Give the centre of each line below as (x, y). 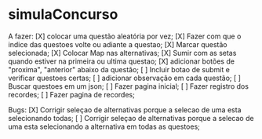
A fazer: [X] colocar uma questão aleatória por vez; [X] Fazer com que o (125, 36)
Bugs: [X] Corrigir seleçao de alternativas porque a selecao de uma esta (125, 110)
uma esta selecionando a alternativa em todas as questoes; (104, 126)
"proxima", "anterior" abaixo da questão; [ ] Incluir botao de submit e (119, 69)
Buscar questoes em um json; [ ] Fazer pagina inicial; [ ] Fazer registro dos (129, 86)
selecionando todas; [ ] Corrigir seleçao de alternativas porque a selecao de (131, 118)
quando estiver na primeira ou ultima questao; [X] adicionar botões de (122, 61)
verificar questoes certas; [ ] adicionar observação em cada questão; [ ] (125, 78)
